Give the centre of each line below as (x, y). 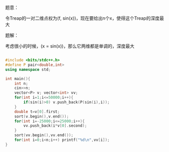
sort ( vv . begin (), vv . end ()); (44, 135)
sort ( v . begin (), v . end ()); (42, 116)
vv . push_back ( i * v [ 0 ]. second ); (55, 126)
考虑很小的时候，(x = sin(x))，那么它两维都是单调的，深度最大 (70, 46)
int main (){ (18, 79)
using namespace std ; (28, 69)
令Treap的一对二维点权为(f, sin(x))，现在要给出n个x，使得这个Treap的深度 (82, 18)
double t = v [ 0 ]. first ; (37, 111)
